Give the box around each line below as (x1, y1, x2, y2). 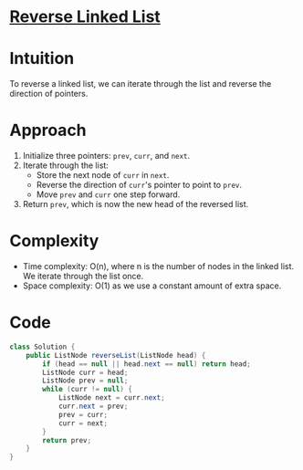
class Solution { (9, 342, 76, 351)
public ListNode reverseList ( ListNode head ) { (26, 350, 206, 360)
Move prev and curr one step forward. (36, 189, 181, 200)
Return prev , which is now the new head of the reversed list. (22, 199, 249, 210)
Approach (9, 120, 87, 141)
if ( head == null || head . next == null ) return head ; (42, 359, 251, 369)
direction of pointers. (9, 89, 89, 99)
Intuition (9, 48, 75, 69)
